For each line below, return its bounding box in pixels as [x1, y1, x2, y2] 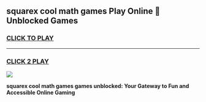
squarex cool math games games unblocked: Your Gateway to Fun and [6, 82, 189, 89]
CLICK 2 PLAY [6, 57, 49, 65]
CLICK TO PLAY [6, 34, 54, 43]
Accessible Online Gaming [6, 89, 75, 96]
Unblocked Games [6, 16, 78, 26]
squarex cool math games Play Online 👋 [6, 6, 161, 16]
